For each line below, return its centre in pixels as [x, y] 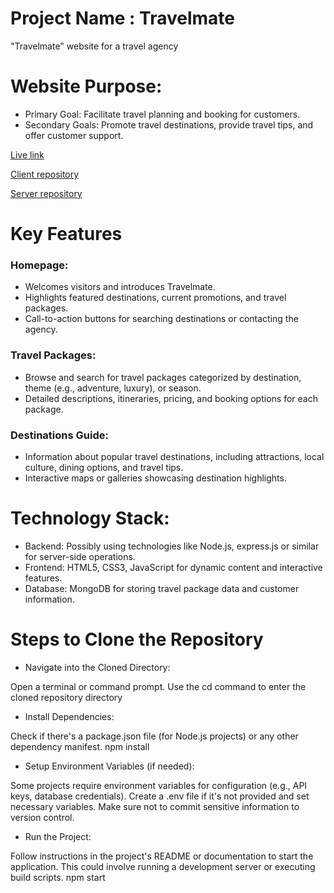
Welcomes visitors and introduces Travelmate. [120, 287]
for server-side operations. [80, 556]
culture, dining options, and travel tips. [104, 467]
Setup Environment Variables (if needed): [109, 766]
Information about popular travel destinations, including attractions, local [174, 456]
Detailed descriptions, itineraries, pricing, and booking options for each [171, 398]
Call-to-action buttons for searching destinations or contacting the [161, 319]
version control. [42, 817]
